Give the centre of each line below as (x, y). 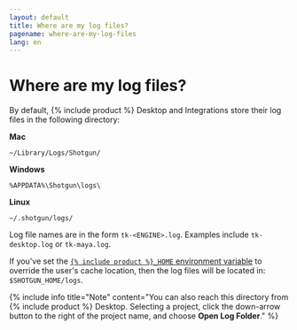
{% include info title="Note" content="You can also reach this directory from (149, 297)
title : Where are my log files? (69, 26)
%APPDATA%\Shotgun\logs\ (55, 186)
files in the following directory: (65, 119)
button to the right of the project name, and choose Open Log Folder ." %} (144, 316)
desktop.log (31, 245)
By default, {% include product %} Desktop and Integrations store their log (145, 111)
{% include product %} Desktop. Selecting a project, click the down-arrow (145, 307)
